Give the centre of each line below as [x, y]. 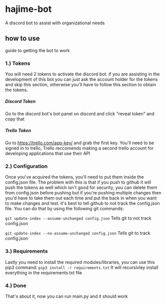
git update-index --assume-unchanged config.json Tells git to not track [78, 218]
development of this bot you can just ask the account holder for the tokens [82, 79]
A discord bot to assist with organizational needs [55, 23]
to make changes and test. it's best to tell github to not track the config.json [83, 203]
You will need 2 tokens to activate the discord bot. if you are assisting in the [83, 74]
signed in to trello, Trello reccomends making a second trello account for [80, 148]
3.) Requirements [27, 251]
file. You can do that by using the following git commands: [65, 209]
